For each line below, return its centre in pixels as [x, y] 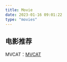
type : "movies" [21, 19]
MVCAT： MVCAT [23, 54]
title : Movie [19, 10]
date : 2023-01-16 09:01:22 [34, 15]
